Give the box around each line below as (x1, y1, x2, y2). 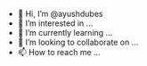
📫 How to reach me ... (17, 47, 101, 57)
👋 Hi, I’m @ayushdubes (17, 9, 103, 19)
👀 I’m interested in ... (17, 18, 94, 29)
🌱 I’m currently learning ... (17, 28, 113, 37)
